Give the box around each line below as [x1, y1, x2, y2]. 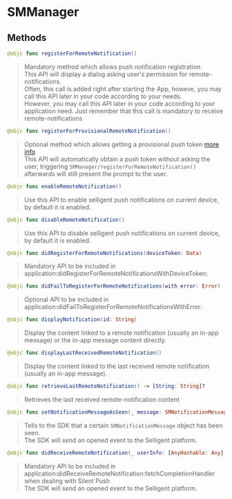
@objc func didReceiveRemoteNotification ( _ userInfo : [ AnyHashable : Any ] [7, 449, 224, 456]
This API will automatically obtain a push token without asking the [23, 155, 211, 163]
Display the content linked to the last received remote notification [23, 362, 210, 370]
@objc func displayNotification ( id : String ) [7, 316, 137, 323]
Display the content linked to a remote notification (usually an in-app [23, 329, 219, 337]
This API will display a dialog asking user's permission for [23, 70, 188, 78]
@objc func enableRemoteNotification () [7, 183, 122, 190]
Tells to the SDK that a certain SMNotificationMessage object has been [23, 421, 223, 430]
